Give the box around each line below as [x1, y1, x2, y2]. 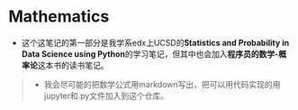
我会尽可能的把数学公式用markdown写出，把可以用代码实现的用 [43, 78, 281, 89]
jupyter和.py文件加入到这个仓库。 [43, 90, 168, 101]
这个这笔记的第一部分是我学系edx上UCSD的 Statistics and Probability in [21, 37, 290, 48]
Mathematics [8, 6, 110, 27]
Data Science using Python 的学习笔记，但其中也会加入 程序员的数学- [21, 48, 279, 60]
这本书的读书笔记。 [37, 60, 109, 70]
